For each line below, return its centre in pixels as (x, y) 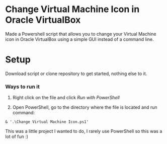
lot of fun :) (17, 136)
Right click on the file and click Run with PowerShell (66, 98)
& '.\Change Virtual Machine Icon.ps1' (47, 122)
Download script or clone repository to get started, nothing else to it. (76, 74)
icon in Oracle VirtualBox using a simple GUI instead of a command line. (79, 39)
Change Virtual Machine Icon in (72, 9)
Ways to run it (23, 87)
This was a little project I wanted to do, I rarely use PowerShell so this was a (84, 131)
